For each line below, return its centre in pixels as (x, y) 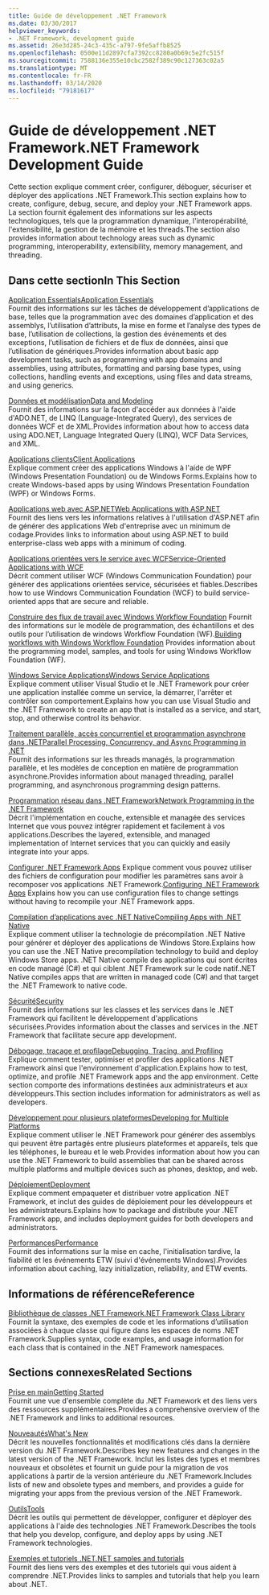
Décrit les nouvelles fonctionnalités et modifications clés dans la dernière (129, 1441)
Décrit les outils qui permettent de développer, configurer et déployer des (130, 1517)
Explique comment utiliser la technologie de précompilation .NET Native (127, 935)
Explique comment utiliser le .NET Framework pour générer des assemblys (132, 1135)
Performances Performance (53, 1243)
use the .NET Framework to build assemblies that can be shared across (126, 1161)
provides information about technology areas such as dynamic (112, 238)
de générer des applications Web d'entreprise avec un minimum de (120, 526)
